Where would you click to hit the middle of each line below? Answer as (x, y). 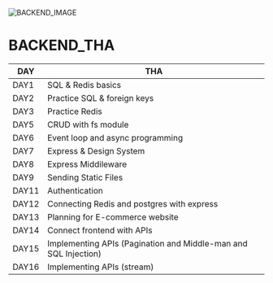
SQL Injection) (74, 254)
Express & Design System (96, 150)
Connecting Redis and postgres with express (133, 203)
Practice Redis (75, 111)
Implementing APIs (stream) (101, 267)
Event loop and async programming (115, 137)
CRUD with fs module (88, 124)
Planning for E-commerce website (113, 217)
